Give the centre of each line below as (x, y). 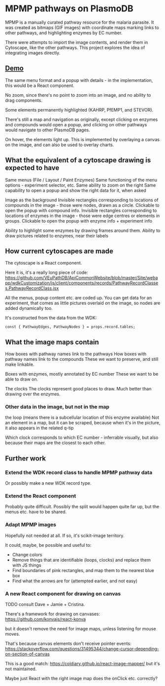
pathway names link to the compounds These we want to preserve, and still (82, 359)
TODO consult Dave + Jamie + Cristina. (45, 605)
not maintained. (21, 669)
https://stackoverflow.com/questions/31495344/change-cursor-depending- (82, 649)
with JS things (27, 565)
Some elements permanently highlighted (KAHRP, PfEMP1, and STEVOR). (79, 110)
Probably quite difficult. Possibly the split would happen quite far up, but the (82, 507)
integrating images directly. (33, 53)
